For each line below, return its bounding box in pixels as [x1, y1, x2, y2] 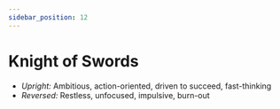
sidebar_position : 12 [8, 12, 89, 22]
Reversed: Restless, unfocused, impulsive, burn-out [20, 90, 210, 100]
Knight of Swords [8, 51, 139, 71]
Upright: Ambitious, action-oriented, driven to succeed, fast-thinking [20, 81, 272, 91]
